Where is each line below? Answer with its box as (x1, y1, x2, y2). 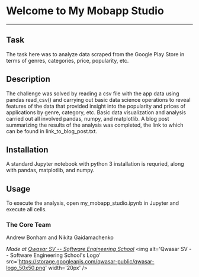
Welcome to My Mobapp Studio (6, 4, 164, 18)
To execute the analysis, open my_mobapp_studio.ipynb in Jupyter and (6, 199, 179, 207)
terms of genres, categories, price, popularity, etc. (6, 57, 129, 64)
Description (6, 74, 50, 84)
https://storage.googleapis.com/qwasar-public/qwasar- (18, 258, 155, 265)
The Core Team (6, 221, 52, 229)
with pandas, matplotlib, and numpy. (6, 167, 95, 174)
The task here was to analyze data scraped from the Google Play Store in (6, 50, 185, 57)
